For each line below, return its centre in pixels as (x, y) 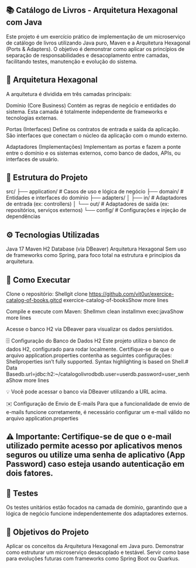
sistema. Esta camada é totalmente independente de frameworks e (87, 111)
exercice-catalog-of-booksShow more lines (116, 300)
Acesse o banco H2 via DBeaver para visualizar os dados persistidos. (90, 329)
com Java (24, 23)
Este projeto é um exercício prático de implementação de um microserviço (96, 36)
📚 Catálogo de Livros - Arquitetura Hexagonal (92, 10)
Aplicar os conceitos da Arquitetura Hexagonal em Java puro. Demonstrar (95, 546)
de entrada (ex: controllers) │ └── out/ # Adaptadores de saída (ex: (88, 204)
